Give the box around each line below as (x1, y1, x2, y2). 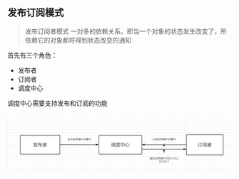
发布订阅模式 (7, 6, 64, 19)
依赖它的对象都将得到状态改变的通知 (24, 36, 132, 44)
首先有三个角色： (7, 50, 58, 59)
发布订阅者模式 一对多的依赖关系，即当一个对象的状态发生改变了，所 (24, 27, 227, 36)
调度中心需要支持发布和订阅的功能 (7, 99, 108, 107)
